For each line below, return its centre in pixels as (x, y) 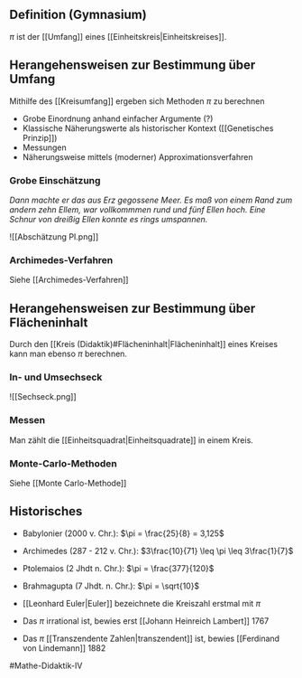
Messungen (44, 147)
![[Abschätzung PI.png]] (54, 236)
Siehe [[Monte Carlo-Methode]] (68, 483)
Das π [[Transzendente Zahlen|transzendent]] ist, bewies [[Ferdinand (151, 638)
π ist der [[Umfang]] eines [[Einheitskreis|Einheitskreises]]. (118, 36)
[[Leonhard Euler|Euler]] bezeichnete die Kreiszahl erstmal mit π (142, 603)
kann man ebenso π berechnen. (69, 354)
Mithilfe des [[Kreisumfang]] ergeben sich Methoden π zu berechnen (137, 101)
